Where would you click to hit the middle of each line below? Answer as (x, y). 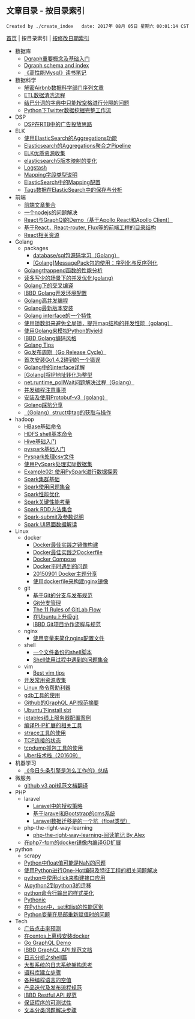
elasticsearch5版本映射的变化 (60, 160)
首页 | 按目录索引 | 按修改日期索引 (48, 38)
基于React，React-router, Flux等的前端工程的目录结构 (90, 227)
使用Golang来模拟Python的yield (63, 330)
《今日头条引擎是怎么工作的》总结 (66, 770)
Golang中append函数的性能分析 (63, 270)
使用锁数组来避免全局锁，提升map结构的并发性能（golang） (98, 323)
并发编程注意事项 (45, 390)
